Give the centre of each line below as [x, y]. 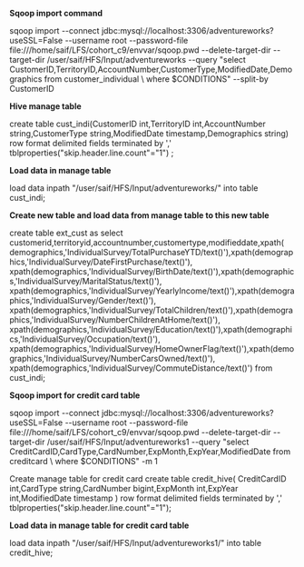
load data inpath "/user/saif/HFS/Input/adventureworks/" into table [134, 188]
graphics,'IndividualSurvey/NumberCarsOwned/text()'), [113, 358]
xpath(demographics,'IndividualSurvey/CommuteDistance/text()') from [141, 368]
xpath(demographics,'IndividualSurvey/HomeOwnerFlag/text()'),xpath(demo [152, 348]
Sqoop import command [56, 13]
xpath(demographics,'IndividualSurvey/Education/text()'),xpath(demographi [151, 329]
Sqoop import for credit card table [75, 395]
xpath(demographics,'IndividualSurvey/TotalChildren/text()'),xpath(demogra [151, 310]
